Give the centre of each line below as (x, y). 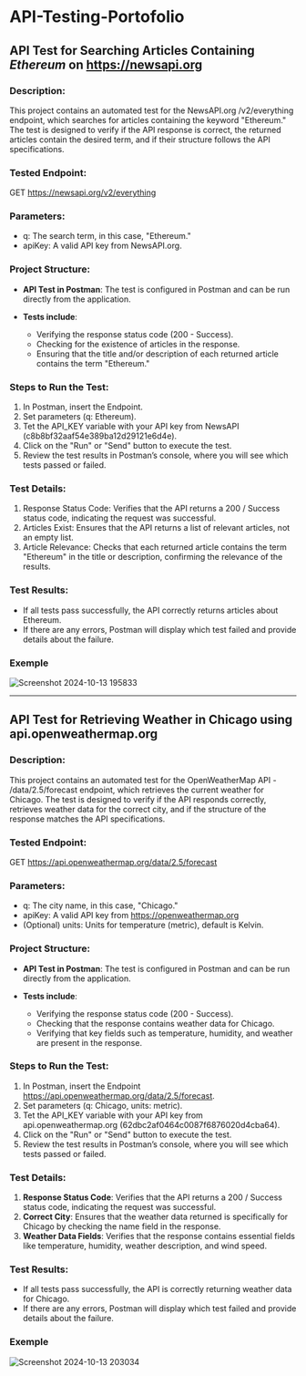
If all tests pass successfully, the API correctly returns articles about (150, 610)
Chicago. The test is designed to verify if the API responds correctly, (138, 799)
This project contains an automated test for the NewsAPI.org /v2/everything (152, 110)
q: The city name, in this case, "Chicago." (100, 905)
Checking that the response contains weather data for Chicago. (155, 1023)
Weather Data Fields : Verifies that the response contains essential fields (159, 1236)
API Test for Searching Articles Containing (132, 51)
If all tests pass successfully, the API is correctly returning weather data (157, 1289)
